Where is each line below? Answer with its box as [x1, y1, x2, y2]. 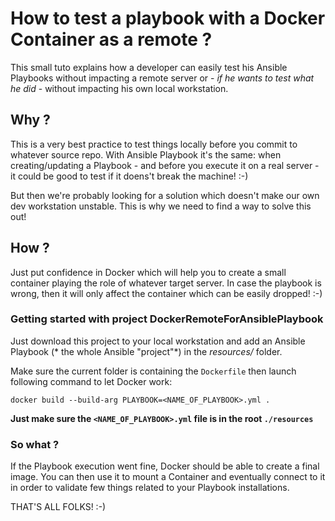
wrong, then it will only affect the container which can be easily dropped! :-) [10, 287, 323, 299]
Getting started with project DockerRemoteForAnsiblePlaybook [10, 312, 324, 326]
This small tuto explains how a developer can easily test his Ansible [10, 61, 288, 73]
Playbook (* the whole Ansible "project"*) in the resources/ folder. [10, 345, 283, 357]
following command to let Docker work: [10, 375, 173, 387]
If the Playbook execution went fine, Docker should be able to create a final [10, 460, 320, 472]
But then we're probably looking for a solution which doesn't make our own [10, 189, 320, 201]
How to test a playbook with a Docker [10, 7, 326, 30]
